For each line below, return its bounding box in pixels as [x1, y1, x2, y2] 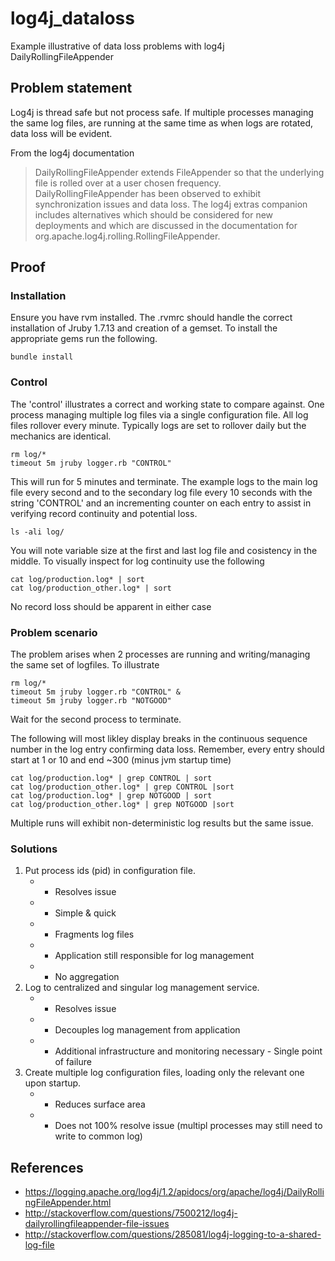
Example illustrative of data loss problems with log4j [10, 40, 225, 52]
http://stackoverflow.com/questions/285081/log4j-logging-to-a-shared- [24, 1228, 322, 1241]
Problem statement [10, 80, 133, 97]
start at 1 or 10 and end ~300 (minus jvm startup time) [10, 754, 232, 766]
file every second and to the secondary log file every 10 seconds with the [10, 486, 313, 498]
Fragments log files [54, 928, 135, 941]
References [10, 1159, 84, 1176]
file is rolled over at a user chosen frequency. [34, 177, 222, 189]
